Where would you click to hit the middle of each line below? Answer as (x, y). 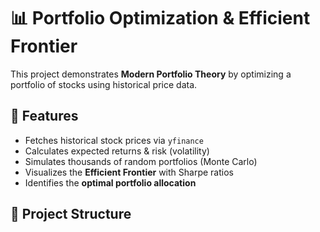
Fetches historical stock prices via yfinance (114, 140)
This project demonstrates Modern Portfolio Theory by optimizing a (151, 74)
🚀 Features (44, 116)
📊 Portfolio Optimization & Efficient (160, 18)
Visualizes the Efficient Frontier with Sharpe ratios (129, 172)
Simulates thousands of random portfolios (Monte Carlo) (141, 161)
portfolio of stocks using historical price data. (104, 84)
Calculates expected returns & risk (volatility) (117, 151)
